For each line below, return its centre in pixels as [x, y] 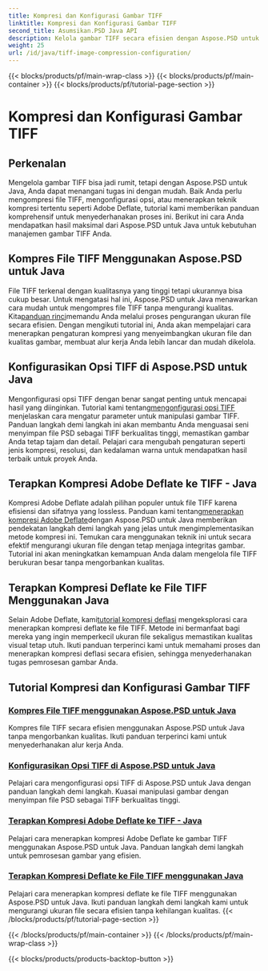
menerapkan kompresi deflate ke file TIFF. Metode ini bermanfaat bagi [124, 628]
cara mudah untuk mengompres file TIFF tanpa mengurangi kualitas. [121, 307]
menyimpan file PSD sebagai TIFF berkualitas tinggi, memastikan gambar [129, 433]
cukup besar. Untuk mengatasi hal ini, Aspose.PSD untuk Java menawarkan [133, 299]
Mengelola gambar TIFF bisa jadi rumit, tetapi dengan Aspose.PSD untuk [128, 182]
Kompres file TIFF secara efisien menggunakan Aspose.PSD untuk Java [127, 727]
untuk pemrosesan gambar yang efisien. [75, 856]
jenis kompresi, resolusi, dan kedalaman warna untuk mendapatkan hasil [128, 450]
